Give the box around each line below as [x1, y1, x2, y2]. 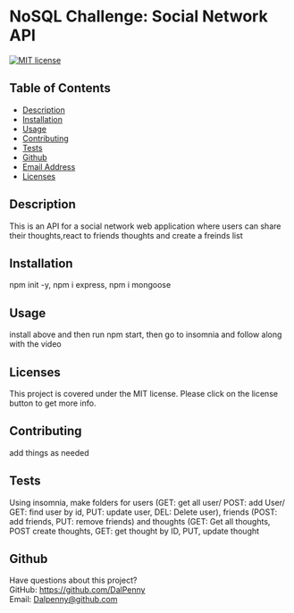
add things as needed [9, 447, 89, 458]
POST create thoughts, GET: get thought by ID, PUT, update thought [9, 525, 260, 536]
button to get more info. [9, 398, 97, 408]
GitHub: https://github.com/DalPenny [9, 584, 146, 595]
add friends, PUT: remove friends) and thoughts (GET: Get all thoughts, [9, 516, 271, 526]
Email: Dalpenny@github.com [9, 594, 118, 605]
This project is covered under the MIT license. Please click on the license [9, 389, 279, 399]
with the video [9, 339, 62, 349]
